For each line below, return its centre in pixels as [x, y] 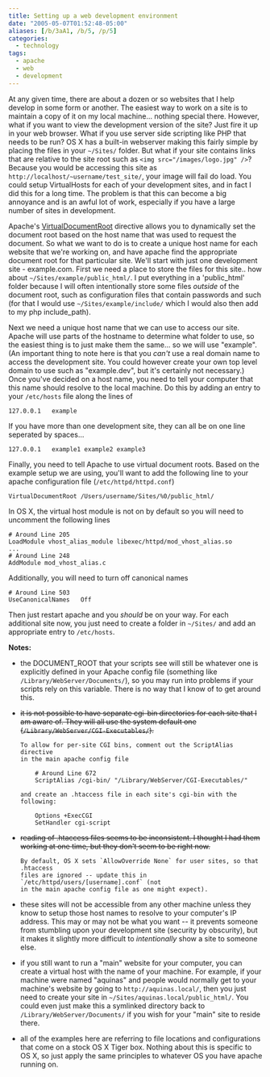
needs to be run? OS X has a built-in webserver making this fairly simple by [133, 141]
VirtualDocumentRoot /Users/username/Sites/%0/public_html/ [112, 496]
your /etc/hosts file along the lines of [71, 396]
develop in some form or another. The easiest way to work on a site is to [128, 107]
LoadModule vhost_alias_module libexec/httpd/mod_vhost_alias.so [120, 542]
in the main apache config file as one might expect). [114, 889]
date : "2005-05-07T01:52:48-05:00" [68, 23]
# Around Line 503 [39, 593]
